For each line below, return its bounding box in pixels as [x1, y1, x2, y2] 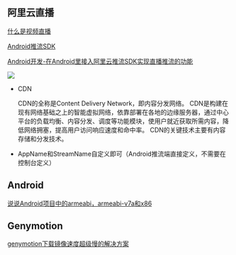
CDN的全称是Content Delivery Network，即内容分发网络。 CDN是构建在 [17, 98, 229, 108]
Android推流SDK [7, 42, 56, 50]
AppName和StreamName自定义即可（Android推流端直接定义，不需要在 [17, 149, 227, 158]
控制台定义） [17, 158, 55, 166]
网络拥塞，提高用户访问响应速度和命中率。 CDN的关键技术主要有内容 [23, 125, 226, 134]
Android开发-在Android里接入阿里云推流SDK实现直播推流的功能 [7, 57, 193, 65]
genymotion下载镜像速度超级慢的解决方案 [7, 239, 129, 248]
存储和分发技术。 [17, 134, 68, 143]
